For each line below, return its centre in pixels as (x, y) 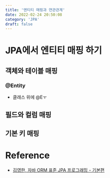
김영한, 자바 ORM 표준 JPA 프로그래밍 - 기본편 (59, 170)
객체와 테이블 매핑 (31, 71)
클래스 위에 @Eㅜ (30, 97)
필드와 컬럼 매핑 (28, 115)
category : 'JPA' (22, 19)
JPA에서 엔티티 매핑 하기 (54, 51)
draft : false (19, 24)
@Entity (15, 85)
